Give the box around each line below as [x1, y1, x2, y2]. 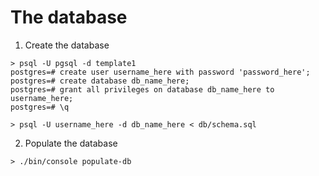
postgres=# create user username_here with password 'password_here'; [10, 67, 311, 77]
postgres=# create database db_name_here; [10, 76, 190, 86]
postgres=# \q [10, 102, 70, 112]
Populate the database [24, 137, 118, 149]
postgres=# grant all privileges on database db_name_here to [10, 84, 275, 95]
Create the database [24, 39, 110, 51]
